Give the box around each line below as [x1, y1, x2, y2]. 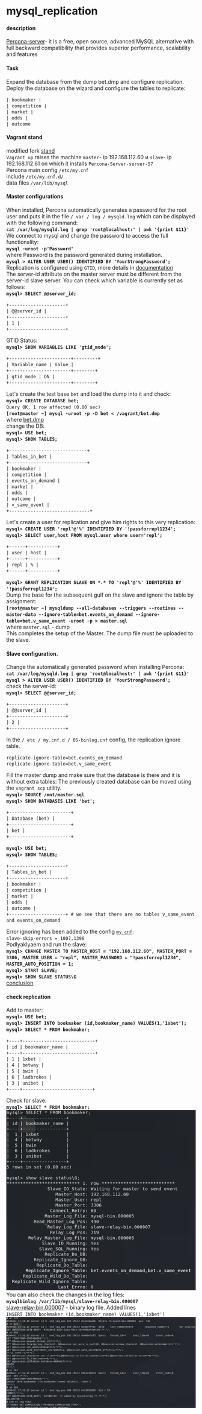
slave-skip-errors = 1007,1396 [6, 936, 85, 942]
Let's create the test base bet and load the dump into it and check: [6, 390, 171, 398]
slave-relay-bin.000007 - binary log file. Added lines [6, 1304, 136, 1311]
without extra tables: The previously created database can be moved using [6, 778, 192, 785]
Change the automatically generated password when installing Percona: [6, 664, 185, 671]
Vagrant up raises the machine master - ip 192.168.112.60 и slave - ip [6, 153, 172, 160]
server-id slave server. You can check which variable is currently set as [6, 277, 183, 284]
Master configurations [6, 193, 64, 200]
